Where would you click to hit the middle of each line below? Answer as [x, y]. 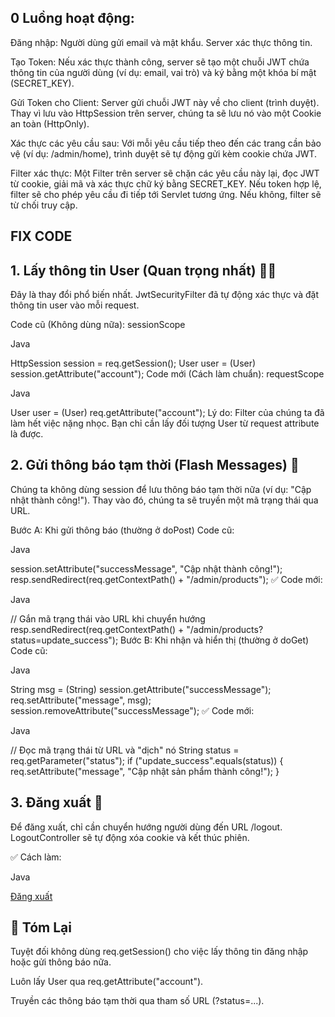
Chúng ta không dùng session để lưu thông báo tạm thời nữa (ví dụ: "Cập [161, 489]
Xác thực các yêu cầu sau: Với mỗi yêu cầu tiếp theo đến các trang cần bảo [166, 143]
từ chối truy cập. [44, 205]
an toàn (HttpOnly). [50, 123]
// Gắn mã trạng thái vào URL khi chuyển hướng [108, 618]
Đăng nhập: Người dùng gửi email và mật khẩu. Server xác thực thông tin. [161, 42]
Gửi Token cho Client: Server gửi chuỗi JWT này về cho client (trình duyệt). [165, 102]
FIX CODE [41, 236]
